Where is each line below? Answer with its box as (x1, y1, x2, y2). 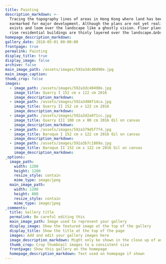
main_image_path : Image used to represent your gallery (9, 219, 127, 224)
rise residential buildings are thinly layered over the (9, 30, 129, 35)
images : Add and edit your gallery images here (9, 233, 110, 238)
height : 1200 (14, 168, 41, 173)
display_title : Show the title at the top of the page (9, 228, 125, 233)
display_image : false (5, 58, 50, 63)
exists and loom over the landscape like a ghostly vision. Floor (9, 26, 149, 31)
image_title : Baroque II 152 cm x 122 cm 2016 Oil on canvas (14, 146, 142, 151)
